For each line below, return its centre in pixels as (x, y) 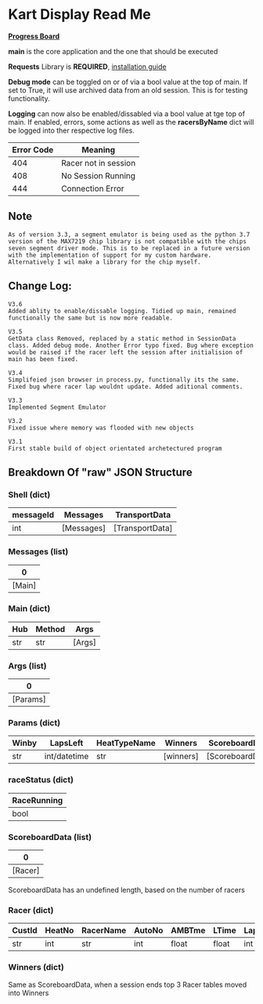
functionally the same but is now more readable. (91, 318)
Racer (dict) (31, 910)
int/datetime (67, 757)
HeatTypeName (126, 743)
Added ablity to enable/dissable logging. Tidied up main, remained (122, 311)
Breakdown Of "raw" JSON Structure (101, 472)
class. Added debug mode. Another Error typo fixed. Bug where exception (131, 345)
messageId (33, 515)
